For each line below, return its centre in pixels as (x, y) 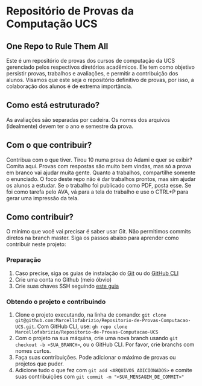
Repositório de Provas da (70, 11)
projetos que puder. (39, 364)
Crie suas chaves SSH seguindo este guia (67, 286)
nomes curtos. (33, 351)
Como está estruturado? (53, 105)
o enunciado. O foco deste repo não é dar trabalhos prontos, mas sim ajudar (101, 179)
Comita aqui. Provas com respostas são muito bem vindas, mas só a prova (99, 166)
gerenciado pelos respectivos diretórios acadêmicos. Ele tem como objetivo (100, 67)
